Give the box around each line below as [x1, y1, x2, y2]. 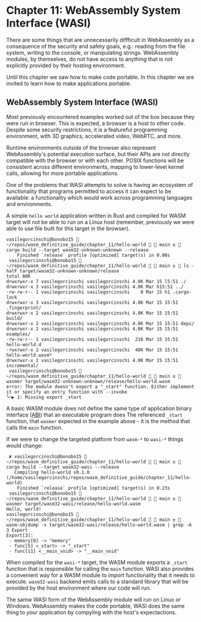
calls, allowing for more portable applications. [6, 169, 119, 177]
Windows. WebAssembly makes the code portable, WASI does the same [6, 602, 185, 609]
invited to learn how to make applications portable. [6, 79, 131, 87]
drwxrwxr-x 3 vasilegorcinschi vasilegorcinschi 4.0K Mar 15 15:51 [6, 299, 179, 305]
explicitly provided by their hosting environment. [6, 61, 126, 69]
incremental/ [6, 362, 39, 368]
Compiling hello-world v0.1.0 [14, 469, 90, 475]
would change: [6, 442, 43, 449]
